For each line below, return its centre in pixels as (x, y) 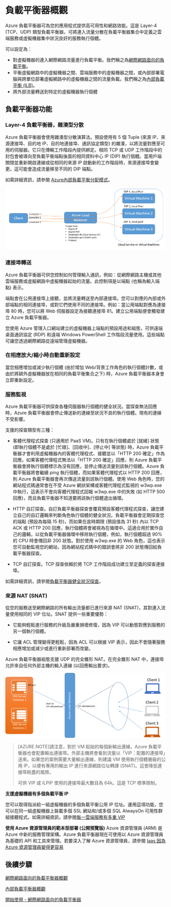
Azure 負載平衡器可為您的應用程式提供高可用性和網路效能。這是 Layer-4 (81, 25)
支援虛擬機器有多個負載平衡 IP (37, 794)
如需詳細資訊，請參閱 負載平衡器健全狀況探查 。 (54, 581)
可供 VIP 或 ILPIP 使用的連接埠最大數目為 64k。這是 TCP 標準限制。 (89, 783)
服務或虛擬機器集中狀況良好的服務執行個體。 (56, 38)
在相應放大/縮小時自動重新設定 (43, 355)
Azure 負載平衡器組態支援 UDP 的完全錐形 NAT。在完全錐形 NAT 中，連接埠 (85, 659)
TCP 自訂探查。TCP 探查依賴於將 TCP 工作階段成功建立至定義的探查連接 (89, 564)
